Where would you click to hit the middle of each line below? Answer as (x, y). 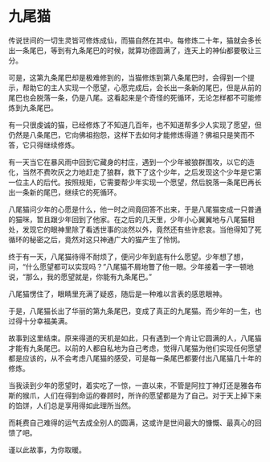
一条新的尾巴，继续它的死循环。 (68, 192)
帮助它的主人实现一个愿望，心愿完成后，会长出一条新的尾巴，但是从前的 (142, 87)
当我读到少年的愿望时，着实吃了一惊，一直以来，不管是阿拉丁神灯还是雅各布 (135, 385)
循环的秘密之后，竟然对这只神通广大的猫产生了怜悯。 (96, 239)
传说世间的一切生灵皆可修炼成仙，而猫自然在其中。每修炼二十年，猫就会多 (131, 40)
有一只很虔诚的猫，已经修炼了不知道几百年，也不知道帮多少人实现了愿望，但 (135, 125)
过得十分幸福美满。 (40, 321)
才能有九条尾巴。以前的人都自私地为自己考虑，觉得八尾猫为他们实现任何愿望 (135, 348)
